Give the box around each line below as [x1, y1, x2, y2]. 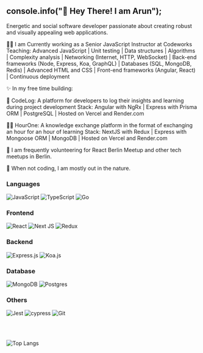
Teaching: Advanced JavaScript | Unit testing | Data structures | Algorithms [6, 47, 196, 54]
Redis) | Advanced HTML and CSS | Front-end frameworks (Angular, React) [6, 66, 196, 74]
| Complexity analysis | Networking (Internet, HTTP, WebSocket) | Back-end [6, 53, 197, 61]
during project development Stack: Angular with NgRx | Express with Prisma [6, 103, 198, 110]
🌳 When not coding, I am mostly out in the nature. [6, 164, 131, 172]
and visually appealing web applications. [6, 29, 109, 36]
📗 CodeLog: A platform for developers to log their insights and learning [6, 97, 184, 104]
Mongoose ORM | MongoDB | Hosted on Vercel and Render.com [6, 135, 168, 142]
